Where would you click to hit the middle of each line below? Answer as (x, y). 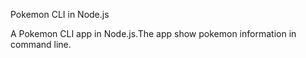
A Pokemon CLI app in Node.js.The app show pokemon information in (153, 33)
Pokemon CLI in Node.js (60, 14)
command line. (41, 44)
